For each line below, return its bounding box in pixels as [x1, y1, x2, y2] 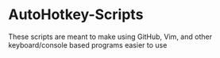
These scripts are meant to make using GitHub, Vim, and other [8, 32, 213, 41]
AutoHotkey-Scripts [8, 6, 144, 24]
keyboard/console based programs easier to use [8, 40, 168, 49]
